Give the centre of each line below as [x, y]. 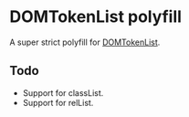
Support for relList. [58, 102]
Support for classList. [63, 92]
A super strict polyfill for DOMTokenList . [85, 42]
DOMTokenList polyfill [96, 17]
